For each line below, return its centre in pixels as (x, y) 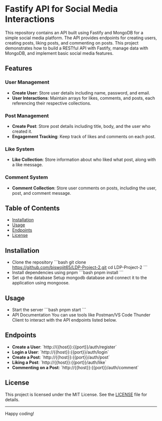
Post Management (27, 116)
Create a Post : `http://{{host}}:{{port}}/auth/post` (61, 357)
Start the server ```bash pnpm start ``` (49, 310)
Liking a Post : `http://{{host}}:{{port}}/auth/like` (59, 362)
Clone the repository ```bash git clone (49, 262)
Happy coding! (20, 413)
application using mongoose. (41, 283)
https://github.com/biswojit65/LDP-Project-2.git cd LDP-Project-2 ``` (80, 267)
